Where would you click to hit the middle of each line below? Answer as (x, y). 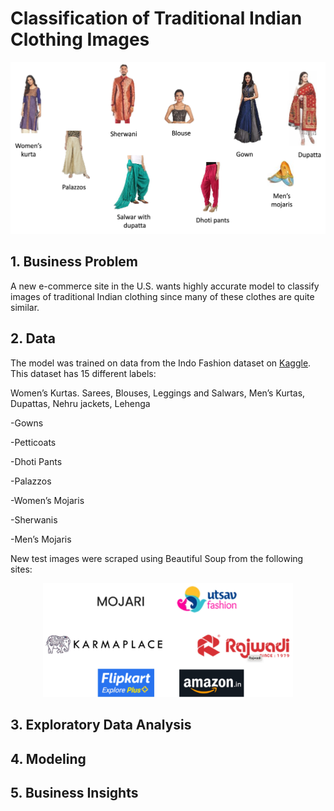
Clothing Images (80, 39)
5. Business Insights (74, 792)
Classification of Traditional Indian (156, 18)
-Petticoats (33, 442)
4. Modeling (48, 758)
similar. (25, 307)
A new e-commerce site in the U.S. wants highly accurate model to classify (165, 286)
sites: (21, 569)
